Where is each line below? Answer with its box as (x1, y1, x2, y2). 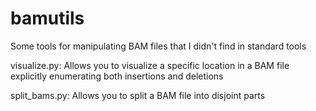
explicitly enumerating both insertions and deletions (10, 70, 224, 82)
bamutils (10, 7, 85, 30)
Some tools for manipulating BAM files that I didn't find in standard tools (10, 40, 307, 52)
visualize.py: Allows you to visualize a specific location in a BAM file (10, 59, 290, 71)
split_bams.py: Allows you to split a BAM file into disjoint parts (10, 89, 266, 101)
